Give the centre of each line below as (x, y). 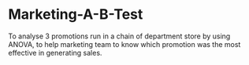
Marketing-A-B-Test (76, 14)
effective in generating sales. (55, 52)
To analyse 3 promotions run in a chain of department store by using (119, 36)
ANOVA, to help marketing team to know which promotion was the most (124, 44)
